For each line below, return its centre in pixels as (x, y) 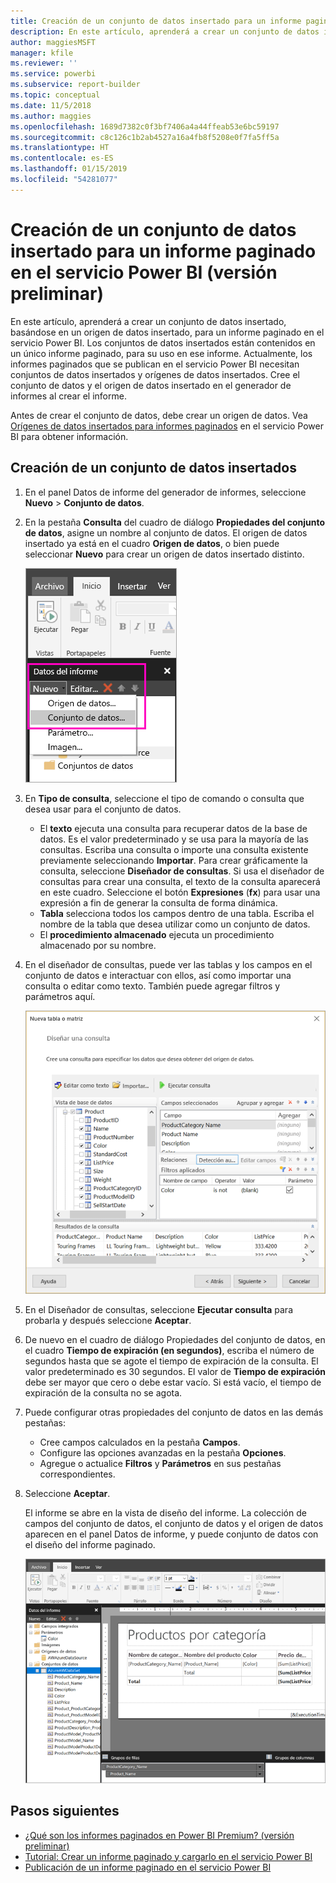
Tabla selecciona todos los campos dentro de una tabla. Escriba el (177, 913)
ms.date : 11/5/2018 (51, 105)
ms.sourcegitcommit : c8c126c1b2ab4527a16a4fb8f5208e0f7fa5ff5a (145, 137)
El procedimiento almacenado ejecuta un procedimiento (157, 934)
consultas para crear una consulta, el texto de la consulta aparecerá (180, 881)
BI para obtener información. (69, 436)
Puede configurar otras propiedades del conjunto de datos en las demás (174, 1412)
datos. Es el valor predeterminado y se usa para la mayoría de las (174, 839)
